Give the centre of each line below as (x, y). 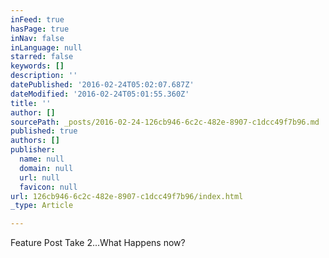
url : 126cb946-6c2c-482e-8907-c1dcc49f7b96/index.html (127, 196)
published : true (44, 131)
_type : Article (42, 206)
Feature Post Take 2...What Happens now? (98, 243)
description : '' (44, 76)
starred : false (42, 57)
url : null (39, 177)
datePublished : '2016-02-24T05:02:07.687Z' (102, 85)
